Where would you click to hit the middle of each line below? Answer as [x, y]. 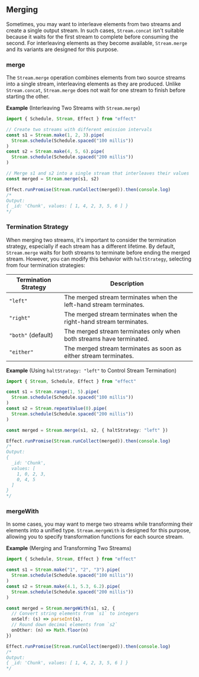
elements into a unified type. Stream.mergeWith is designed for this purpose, [99, 530]
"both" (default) [31, 335]
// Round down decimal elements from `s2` [65, 625]
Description [127, 283]
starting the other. [28, 97]
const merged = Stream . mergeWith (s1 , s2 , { [61, 608]
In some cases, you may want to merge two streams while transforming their [99, 524]
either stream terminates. [99, 355]
